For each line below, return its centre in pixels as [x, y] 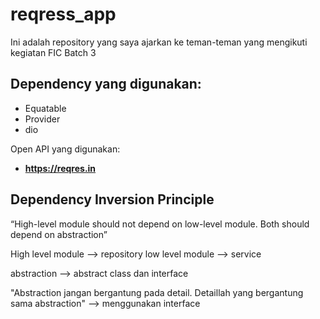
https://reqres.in [60, 168]
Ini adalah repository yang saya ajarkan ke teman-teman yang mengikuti [159, 42]
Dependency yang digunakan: [106, 84]
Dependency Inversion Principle [112, 199]
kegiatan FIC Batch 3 [53, 52]
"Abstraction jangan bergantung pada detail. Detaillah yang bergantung [157, 292]
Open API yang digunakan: [65, 149]
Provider [42, 119]
